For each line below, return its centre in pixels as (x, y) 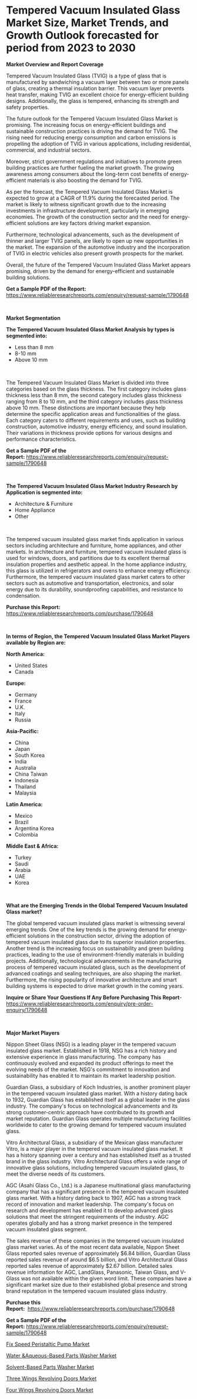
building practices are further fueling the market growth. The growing (90, 167)
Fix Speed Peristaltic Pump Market (48, 1344)
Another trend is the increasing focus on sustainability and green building (95, 948)
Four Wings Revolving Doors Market (50, 1390)
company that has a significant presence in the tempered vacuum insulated (97, 1192)
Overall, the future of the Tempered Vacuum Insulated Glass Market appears (98, 265)
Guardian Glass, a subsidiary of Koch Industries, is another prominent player (98, 1087)
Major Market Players (33, 1033)
